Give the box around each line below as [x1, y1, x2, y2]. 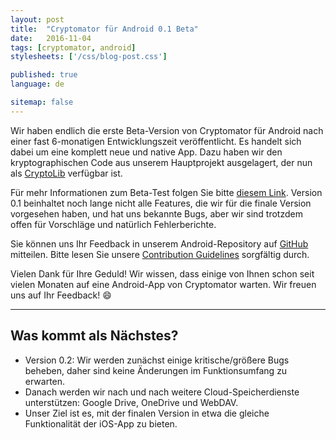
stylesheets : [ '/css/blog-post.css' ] [10, 52, 168, 62]
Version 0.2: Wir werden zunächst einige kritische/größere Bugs [24, 354, 290, 366]
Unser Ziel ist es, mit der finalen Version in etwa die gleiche [24, 407, 270, 419]
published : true [10, 70, 78, 80]
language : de [10, 79, 65, 90]
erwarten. [24, 375, 66, 387]
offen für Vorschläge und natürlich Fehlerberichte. [10, 218, 217, 230]
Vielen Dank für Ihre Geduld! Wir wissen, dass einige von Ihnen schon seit [10, 267, 315, 280]
